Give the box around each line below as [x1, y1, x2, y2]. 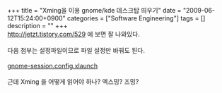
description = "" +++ [7, 22, 69, 30]
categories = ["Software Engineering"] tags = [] [66, 14, 206, 23]
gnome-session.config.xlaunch [7, 62, 98, 70]
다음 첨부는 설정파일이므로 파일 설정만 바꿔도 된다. [7, 46, 146, 54]
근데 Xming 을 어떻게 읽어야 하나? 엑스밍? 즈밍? [7, 77, 139, 86]
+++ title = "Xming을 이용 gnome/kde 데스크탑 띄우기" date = [7, 6, 182, 14]
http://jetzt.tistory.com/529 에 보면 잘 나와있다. [7, 30, 140, 38]
